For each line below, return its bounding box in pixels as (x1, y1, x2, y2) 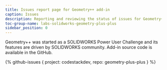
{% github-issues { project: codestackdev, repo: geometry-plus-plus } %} (5, 59, 156, 65)
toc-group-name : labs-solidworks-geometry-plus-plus (5, 21, 117, 26)
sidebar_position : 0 (5, 26, 48, 31)
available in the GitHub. (5, 50, 53, 56)
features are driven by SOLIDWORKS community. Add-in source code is (5, 44, 153, 50)
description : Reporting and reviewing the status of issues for (5, 16, 141, 21)
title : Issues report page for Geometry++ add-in (5, 7, 110, 12)
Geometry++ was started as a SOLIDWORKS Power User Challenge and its (5, 39, 158, 45)
